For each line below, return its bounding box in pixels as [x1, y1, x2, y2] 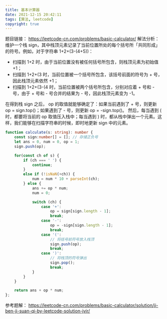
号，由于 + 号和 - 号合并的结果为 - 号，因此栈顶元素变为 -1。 [12, 90, 138, 96]
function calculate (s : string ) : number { [5, 130, 93, 135]
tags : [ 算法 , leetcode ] [5, 17, 54, 22]
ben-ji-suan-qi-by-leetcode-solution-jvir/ [5, 308, 90, 314]
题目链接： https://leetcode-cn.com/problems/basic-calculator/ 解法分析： [5, 36, 159, 42]
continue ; [32, 162, 53, 167]
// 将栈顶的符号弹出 [50, 256, 87, 261]
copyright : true [5, 21, 39, 27]
